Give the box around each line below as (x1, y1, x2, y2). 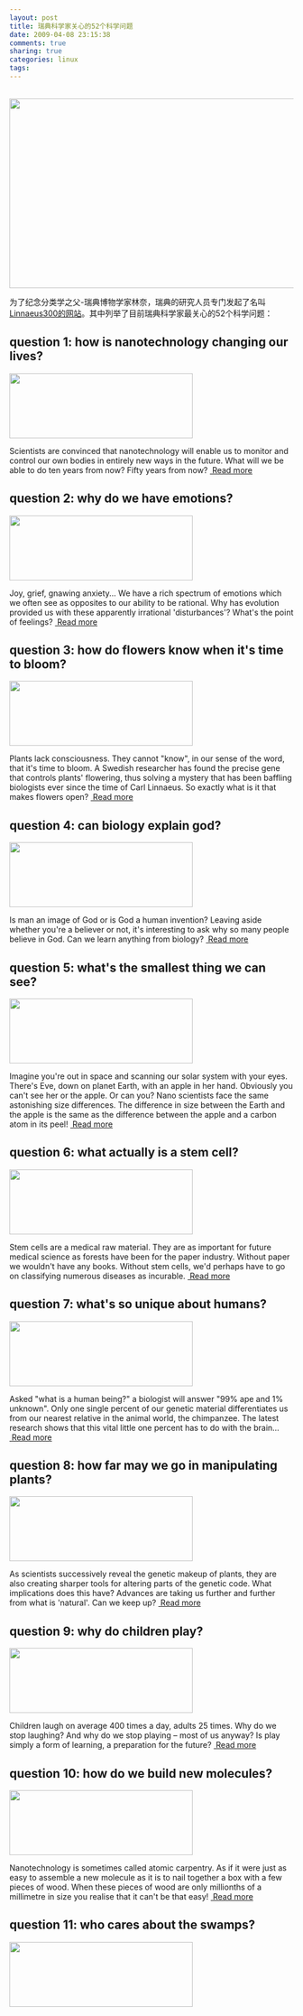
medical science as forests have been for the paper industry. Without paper (9, 1251, 290, 1262)
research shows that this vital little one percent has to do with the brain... (9, 1422, 280, 1433)
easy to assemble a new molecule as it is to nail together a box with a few (9, 1872, 282, 1882)
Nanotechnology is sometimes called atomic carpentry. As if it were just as (9, 1863, 287, 1873)
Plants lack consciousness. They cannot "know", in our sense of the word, (9, 753, 286, 764)
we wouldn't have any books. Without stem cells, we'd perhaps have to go (9, 1260, 286, 1271)
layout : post (9, 13, 59, 23)
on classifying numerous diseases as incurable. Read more (9, 1270, 231, 1281)
